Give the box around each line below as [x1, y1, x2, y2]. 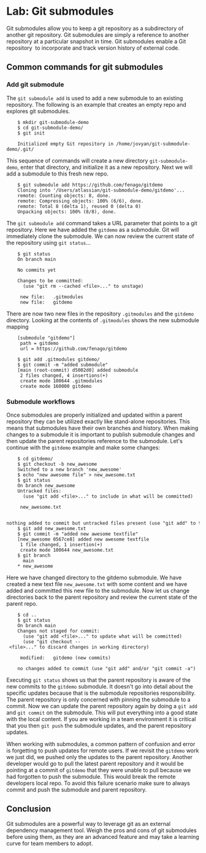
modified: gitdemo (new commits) [20, 655, 112, 661]
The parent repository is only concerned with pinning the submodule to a [6, 695, 191, 703]
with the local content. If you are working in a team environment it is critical [6, 715, 196, 722]
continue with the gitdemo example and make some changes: [6, 444, 161, 451]
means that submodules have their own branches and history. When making [6, 424, 199, 431]
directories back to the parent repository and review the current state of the [6, 593, 197, 601]
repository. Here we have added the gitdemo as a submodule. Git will [6, 226, 180, 233]
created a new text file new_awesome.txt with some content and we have [6, 580, 188, 587]
